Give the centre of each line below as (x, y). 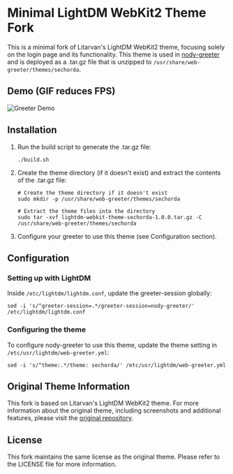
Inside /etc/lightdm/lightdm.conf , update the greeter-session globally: (110, 293)
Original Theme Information (69, 386)
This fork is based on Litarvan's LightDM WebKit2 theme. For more (103, 403)
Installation (32, 130)
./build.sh (33, 160)
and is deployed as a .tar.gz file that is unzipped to (80, 61)
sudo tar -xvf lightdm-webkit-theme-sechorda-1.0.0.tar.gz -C (110, 217)
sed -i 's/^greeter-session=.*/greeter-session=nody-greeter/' (101, 306)
